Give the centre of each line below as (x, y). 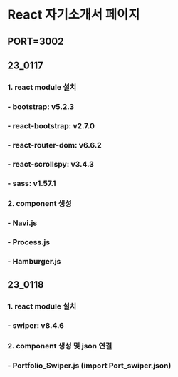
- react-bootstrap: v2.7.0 (51, 125)
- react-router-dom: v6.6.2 (54, 145)
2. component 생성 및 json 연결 (60, 346)
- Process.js (29, 242)
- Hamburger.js (34, 262)
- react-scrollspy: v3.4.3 (51, 164)
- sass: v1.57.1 (32, 183)
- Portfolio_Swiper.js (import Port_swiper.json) (89, 366)
